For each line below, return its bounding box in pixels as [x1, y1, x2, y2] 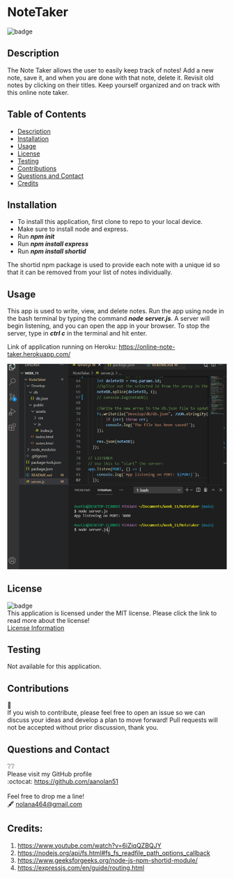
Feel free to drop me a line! [7, 792, 85, 800]
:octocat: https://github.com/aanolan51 [7, 777, 118, 786]
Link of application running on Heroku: [7, 343, 117, 351]
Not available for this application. [7, 662, 102, 670]
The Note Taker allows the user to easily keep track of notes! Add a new [7, 66, 214, 74]
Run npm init [17, 232, 55, 241]
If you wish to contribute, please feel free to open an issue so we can [7, 709, 205, 717]
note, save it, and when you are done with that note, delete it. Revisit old [7, 73, 214, 82]
